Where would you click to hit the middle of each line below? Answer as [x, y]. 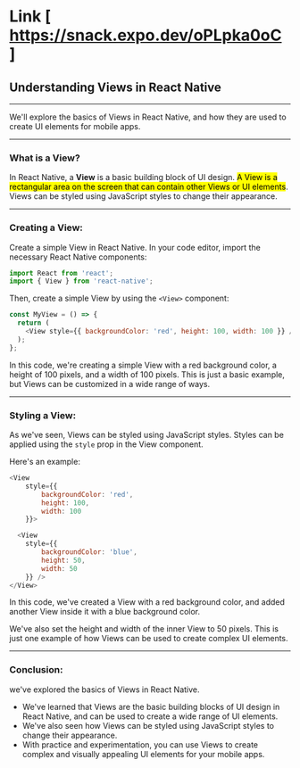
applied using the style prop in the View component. [106, 444]
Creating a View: [46, 227]
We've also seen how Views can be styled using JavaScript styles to [148, 725]
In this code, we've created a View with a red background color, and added [147, 602]
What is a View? [45, 158]
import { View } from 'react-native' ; [81, 281]
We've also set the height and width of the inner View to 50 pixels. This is [144, 629]
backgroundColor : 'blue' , [90, 552]
